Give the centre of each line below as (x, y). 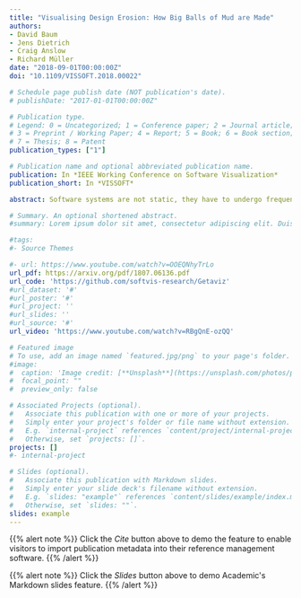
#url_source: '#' (42, 323)
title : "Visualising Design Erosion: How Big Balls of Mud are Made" (142, 18)
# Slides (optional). (50, 472)
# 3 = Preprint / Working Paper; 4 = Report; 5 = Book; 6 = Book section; (152, 134)
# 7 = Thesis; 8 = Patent (57, 142)
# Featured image (42, 347)
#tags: (21, 240)
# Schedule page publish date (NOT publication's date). (118, 92)
